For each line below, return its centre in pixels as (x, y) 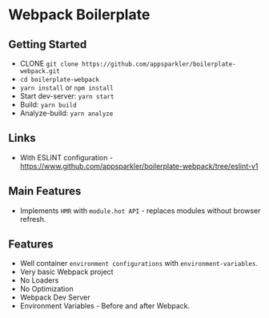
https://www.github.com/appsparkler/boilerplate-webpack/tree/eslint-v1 (139, 166)
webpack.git (40, 71)
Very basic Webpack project (66, 272)
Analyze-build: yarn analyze (66, 113)
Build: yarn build (48, 105)
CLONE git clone (49, 63)
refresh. (33, 219)
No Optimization (46, 289)
